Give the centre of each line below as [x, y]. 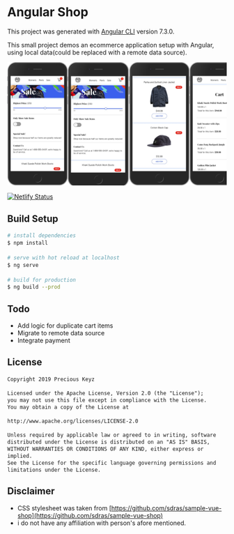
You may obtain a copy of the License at [68, 407]
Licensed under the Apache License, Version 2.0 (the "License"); [106, 393]
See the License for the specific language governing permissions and [112, 463]
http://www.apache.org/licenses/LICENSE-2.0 [73, 421]
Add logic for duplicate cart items [65, 326]
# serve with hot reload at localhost [63, 258]
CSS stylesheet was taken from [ [64, 508]
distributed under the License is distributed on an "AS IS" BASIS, [109, 442]
